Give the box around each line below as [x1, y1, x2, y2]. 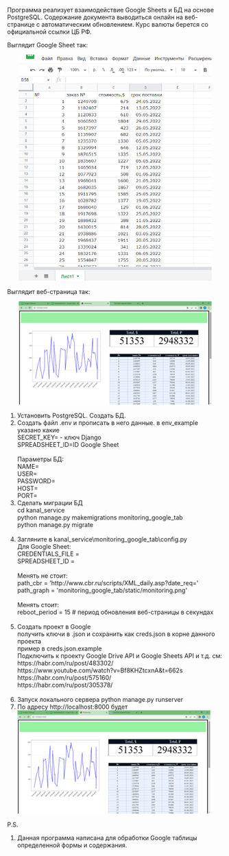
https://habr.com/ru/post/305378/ [16, 681, 113, 689]
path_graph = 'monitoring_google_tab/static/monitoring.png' [16, 586, 188, 595]
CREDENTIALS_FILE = [16, 550, 80, 558]
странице [7, 21, 36, 28]
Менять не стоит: [16, 572, 68, 580]
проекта [16, 637, 42, 646]
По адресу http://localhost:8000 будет [16, 702, 128, 711]
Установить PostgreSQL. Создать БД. [16, 411, 126, 420]
